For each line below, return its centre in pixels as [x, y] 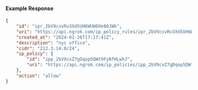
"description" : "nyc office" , [53, 43]
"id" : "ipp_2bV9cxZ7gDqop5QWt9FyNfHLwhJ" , [80, 59]
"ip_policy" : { [35, 54]
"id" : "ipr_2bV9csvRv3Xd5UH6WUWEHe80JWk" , [69, 27]
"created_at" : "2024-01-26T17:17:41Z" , [65, 37]
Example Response [30, 8]
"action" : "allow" [39, 76]
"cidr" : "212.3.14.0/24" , [48, 48]
